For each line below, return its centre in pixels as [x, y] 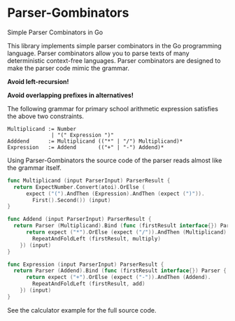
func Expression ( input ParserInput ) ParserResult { [86, 264]
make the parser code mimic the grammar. [68, 68]
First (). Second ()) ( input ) [72, 200]
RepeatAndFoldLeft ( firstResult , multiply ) [97, 238]
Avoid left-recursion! [38, 81]
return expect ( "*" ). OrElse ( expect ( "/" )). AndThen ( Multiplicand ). [128, 232]
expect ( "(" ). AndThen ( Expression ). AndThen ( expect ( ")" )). [115, 194]
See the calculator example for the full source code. [82, 310]
